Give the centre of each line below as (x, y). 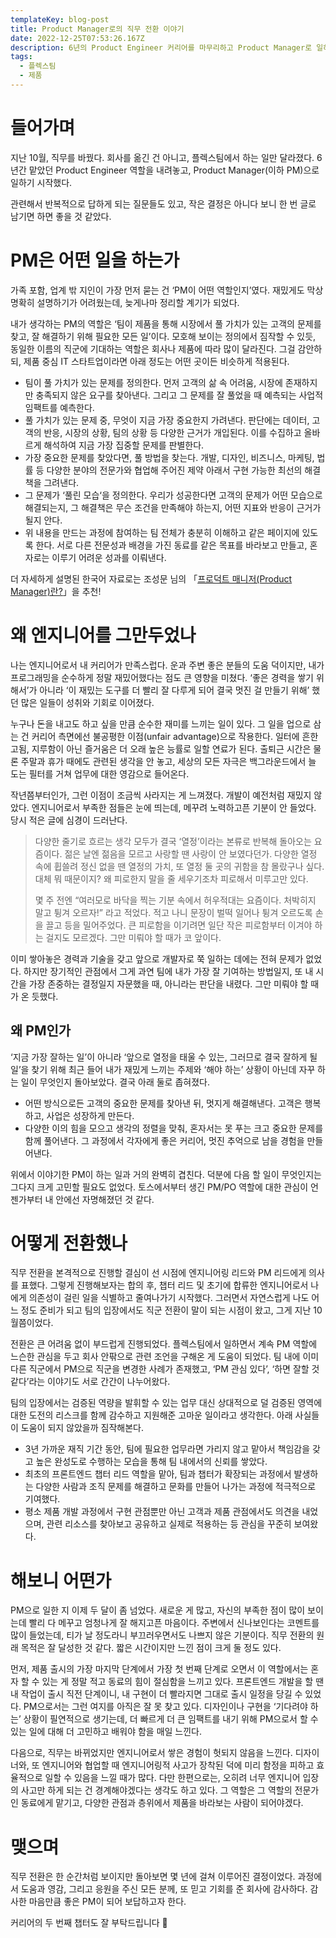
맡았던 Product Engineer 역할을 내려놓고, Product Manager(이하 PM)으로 (174, 170)
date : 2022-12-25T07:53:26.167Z (77, 38)
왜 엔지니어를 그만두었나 (103, 635)
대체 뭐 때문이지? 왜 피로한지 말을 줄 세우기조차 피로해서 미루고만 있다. (171, 878)
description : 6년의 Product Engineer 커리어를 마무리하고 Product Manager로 (161, 47)
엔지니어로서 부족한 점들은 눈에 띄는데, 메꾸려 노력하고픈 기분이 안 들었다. (174, 807)
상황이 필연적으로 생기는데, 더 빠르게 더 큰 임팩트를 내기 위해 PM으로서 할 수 (171, 1719)
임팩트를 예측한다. (59, 407)
